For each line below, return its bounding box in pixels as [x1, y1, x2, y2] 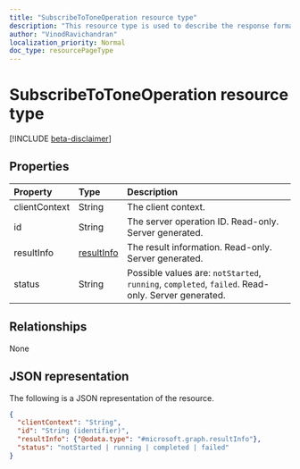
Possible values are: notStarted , [127, 266, 262, 279]
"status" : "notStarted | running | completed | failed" [17, 443, 229, 452]
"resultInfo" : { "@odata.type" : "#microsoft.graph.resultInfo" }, [17, 435, 262, 444]
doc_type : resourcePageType [9, 46, 114, 55]
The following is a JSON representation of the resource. [9, 392, 214, 403]
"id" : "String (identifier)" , [17, 426, 129, 436]
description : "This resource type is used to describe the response [9, 21, 270, 30]
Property [13, 185, 53, 197]
